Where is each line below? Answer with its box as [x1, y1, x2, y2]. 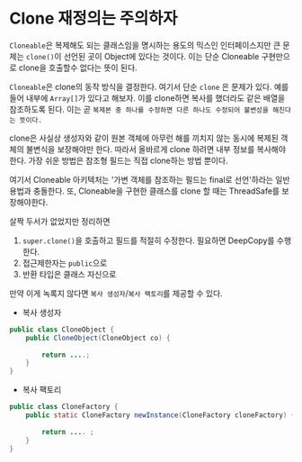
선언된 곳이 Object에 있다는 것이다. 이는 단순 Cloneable [63, 50, 260, 61]
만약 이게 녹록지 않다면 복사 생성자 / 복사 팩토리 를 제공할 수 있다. [9, 287, 223, 298]
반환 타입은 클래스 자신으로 [22, 268, 117, 279]
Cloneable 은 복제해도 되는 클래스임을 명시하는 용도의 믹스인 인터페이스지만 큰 [9, 40, 281, 50]
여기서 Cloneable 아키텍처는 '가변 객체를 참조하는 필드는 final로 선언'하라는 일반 [9, 174, 290, 185]
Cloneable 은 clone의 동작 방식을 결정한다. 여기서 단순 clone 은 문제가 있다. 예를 [9, 81, 289, 92]
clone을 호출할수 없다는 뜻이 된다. [18, 62, 138, 73]
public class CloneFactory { [9, 403, 119, 412]
